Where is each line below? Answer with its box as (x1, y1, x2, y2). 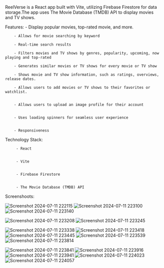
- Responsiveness (14, 128, 50, 133)
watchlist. (5, 89, 27, 94)
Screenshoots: (5, 193, 34, 199)
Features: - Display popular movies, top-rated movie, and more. (5, 24, 134, 30)
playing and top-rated (5, 55, 52, 60)
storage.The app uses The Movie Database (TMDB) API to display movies (5, 9, 154, 15)
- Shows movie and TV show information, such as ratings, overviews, (14, 72, 160, 77)
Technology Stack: (5, 137, 43, 142)
